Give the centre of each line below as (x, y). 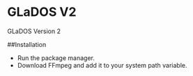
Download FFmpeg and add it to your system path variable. (102, 65)
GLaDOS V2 (42, 12)
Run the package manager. (56, 58)
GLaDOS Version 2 (34, 31)
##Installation (27, 44)
